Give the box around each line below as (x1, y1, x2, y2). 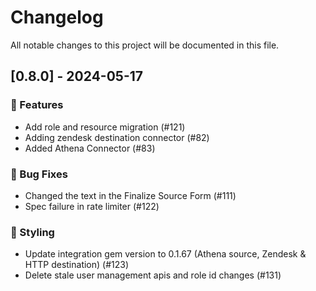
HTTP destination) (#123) (24, 259, 130, 271)
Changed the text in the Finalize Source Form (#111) (24, 189, 237, 201)
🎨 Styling (10, 225, 55, 239)
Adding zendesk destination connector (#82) (24, 131, 210, 143)
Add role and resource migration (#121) (24, 121, 186, 133)
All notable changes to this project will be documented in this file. (10, 39, 280, 51)
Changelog (10, 6, 104, 29)
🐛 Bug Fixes (10, 167, 68, 181)
